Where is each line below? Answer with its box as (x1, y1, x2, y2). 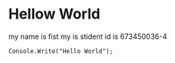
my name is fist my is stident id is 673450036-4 (8, 31, 168, 41)
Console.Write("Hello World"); (8, 47, 114, 55)
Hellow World (8, 5, 101, 23)
